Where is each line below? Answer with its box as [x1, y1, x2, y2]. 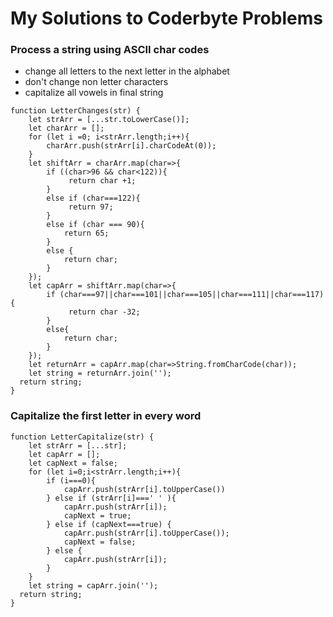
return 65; [63, 228, 110, 239]
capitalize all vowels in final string [24, 87, 164, 99]
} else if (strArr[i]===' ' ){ [46, 493, 177, 503]
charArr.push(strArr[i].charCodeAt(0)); [46, 141, 217, 151]
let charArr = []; [28, 123, 105, 134]
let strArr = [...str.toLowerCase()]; [28, 115, 190, 125]
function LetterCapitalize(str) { [10, 432, 155, 442]
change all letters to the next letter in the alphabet [24, 65, 230, 77]
